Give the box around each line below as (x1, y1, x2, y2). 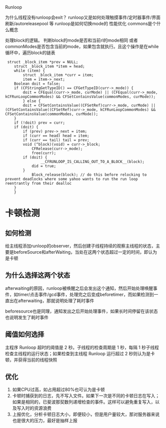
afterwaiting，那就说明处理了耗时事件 (18, 297, 95, 304)
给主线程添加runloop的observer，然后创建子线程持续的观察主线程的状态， (5, 243, 156, 249)
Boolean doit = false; (14, 81, 61, 86)
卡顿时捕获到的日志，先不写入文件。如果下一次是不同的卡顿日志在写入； (12, 393, 160, 399)
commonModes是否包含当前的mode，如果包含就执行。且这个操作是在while (5, 44, 159, 49)
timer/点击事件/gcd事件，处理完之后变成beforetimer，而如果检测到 (18, 291, 154, 297)
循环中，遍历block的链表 (5, 50, 56, 55)
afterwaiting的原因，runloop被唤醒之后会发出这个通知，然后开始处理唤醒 (5, 285, 153, 291)
